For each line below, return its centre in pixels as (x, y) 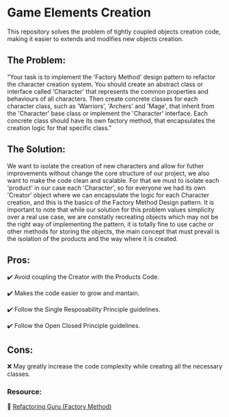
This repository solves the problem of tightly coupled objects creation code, (114, 31)
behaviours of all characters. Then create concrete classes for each (103, 99)
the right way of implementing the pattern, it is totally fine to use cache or (110, 224)
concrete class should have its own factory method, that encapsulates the (111, 121)
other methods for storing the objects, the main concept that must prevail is (113, 231)
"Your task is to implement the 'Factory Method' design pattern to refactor (111, 77)
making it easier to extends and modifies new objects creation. (95, 38)
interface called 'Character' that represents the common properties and (108, 91)
